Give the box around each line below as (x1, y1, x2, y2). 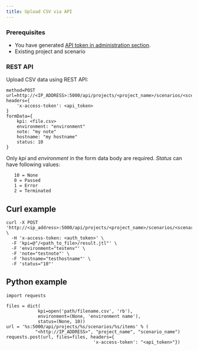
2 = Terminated (14, 188, 51, 194)
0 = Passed (14, 178, 41, 184)
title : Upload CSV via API (6, 8, 72, 15)
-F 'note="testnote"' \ (11, 251, 70, 257)
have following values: (6, 161, 61, 168)
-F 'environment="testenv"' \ (11, 246, 85, 252)
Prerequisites (6, 28, 45, 36)
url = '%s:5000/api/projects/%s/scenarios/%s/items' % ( (6, 323, 149, 330)
